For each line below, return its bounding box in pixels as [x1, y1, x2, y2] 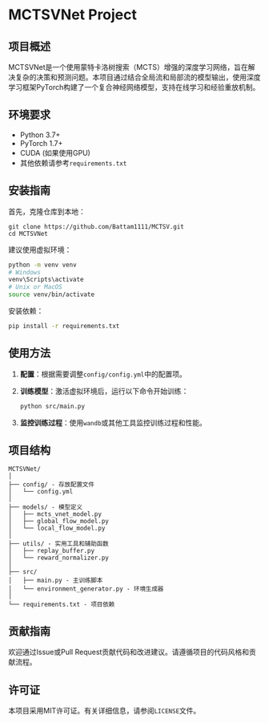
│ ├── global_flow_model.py [8, 518, 110, 526]
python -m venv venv [8, 261, 78, 269]
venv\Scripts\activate [8, 275, 84, 284]
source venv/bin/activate [8, 290, 94, 299]
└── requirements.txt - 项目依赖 [8, 600, 115, 609]
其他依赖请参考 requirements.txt [19, 158, 127, 168]
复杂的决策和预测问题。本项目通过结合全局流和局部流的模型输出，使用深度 [14, 72, 261, 82]
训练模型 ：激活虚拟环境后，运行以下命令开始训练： [19, 386, 189, 396]
